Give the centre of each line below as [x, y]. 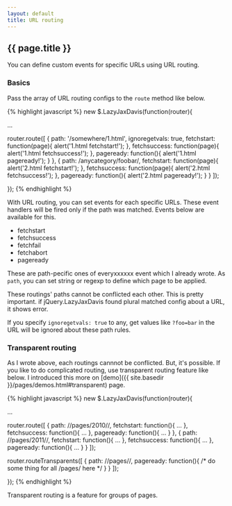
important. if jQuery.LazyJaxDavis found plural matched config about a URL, [116, 301]
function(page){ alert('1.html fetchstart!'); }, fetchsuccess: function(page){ [113, 146]
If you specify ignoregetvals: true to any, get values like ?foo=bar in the [111, 322]
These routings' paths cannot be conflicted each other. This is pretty [105, 294]
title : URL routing [35, 20]
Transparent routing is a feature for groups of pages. [83, 495]
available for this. [32, 217]
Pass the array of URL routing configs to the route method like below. [106, 98]
